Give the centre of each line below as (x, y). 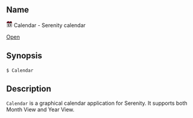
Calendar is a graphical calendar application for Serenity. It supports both (97, 103)
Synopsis (24, 56)
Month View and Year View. (40, 110)
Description (29, 89)
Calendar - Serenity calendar (50, 25)
